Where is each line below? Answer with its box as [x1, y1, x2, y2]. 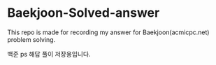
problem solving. [7, 35, 56, 43]
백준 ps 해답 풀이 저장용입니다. [7, 50, 91, 58]
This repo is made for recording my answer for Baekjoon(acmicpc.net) [7, 28, 210, 36]
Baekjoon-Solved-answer [7, 5, 160, 21]
